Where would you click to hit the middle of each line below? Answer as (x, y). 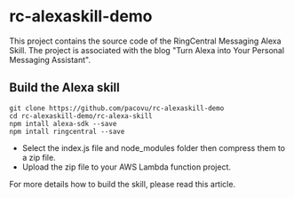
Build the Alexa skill (64, 87)
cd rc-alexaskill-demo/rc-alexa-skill (81, 116)
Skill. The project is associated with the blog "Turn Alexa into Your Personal (147, 50)
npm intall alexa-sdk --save (63, 123)
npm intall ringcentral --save (67, 131)
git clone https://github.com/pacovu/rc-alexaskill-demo (117, 108)
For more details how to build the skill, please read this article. (123, 184)
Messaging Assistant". (50, 59)
